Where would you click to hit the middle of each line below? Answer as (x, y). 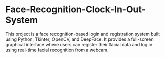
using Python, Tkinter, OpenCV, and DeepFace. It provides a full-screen (79, 39)
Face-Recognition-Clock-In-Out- (76, 9)
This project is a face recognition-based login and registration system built (83, 34)
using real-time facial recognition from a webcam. (57, 50)
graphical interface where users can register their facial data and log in (79, 44)
